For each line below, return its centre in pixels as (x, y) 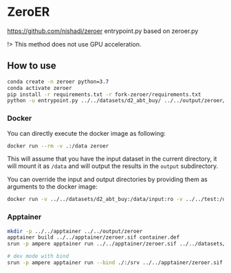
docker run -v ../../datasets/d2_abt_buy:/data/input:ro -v (95, 200)
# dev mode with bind (38, 257)
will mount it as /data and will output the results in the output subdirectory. (113, 166)
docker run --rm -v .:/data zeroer (58, 146)
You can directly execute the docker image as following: (87, 133)
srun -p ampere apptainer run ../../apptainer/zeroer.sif (92, 244)
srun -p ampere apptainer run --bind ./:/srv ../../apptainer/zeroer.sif (115, 263)
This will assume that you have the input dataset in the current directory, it (112, 159)
